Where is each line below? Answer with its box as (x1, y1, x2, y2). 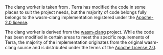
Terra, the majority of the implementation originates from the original (5, 39, 143, 45)
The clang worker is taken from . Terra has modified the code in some (5, 4, 146, 10)
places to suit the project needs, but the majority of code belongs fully (5, 9, 147, 15)
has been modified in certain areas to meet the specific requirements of (5, 34, 150, 40)
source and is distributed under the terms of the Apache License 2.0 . (17, 45, 157, 50)
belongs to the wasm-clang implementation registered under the (5, 15, 135, 20)
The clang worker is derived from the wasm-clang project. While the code (5, 29, 154, 35)
